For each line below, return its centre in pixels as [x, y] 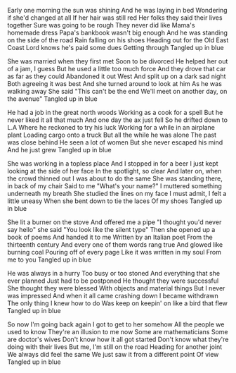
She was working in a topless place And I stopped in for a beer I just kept [113, 164]
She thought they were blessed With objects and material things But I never [116, 288]
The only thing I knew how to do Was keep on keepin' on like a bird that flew [118, 303]
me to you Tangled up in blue [49, 259]
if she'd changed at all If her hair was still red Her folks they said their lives [115, 18]
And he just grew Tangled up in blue [59, 150]
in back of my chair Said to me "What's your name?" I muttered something [115, 186]
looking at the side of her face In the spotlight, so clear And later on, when [114, 171]
